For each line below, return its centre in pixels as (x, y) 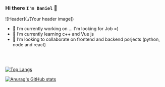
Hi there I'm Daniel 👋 (31, 8)
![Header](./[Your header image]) (40, 19)
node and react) (29, 45)
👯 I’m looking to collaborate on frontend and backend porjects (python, (86, 39)
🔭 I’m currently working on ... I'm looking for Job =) (65, 29)
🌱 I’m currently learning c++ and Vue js (53, 34)
